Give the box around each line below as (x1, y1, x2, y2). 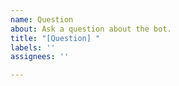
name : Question (10, 14, 74, 25)
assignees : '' (10, 52, 70, 62)
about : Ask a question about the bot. (10, 24, 172, 34)
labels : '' (10, 42, 56, 53)
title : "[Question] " (10, 33, 101, 43)
